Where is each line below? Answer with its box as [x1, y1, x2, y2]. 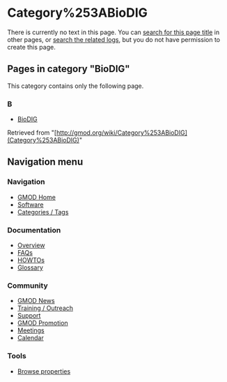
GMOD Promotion [17, 319, 68, 328]
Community [7, 281, 48, 291]
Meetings [17, 326, 45, 335]
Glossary [17, 263, 44, 272]
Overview [17, 241, 45, 249]
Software [17, 200, 44, 209]
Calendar [17, 334, 44, 342]
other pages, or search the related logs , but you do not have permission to [7, 35, 221, 43]
